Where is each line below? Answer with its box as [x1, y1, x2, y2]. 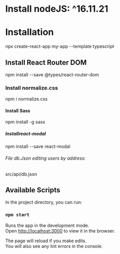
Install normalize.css [5, 84, 58, 91]
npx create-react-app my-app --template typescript [5, 43, 114, 49]
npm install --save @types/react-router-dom [5, 71, 100, 78]
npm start [5, 212, 30, 218]
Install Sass [5, 108, 31, 114]
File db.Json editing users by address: [5, 155, 86, 161]
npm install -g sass [5, 119, 45, 125]
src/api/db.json [5, 171, 37, 177]
